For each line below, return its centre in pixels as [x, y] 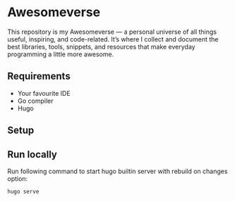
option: [18, 178]
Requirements [39, 76]
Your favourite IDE [44, 93]
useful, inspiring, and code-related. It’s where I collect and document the [113, 39]
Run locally [32, 154]
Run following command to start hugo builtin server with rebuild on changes [117, 171]
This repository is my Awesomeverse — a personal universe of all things [112, 32]
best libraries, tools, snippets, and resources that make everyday [101, 46]
